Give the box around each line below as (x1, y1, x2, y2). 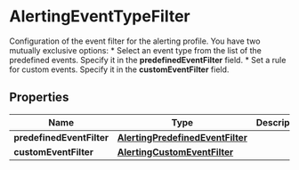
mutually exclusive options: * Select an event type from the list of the (9, 45, 263, 55)
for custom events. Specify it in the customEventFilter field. (9, 64, 230, 75)
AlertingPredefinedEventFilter (117, 131, 247, 143)
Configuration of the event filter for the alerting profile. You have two (9, 36, 261, 46)
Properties (9, 90, 69, 105)
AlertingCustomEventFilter (117, 145, 234, 158)
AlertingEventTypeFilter (9, 6, 191, 27)
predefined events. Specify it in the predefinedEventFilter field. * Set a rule (9, 54, 287, 65)
